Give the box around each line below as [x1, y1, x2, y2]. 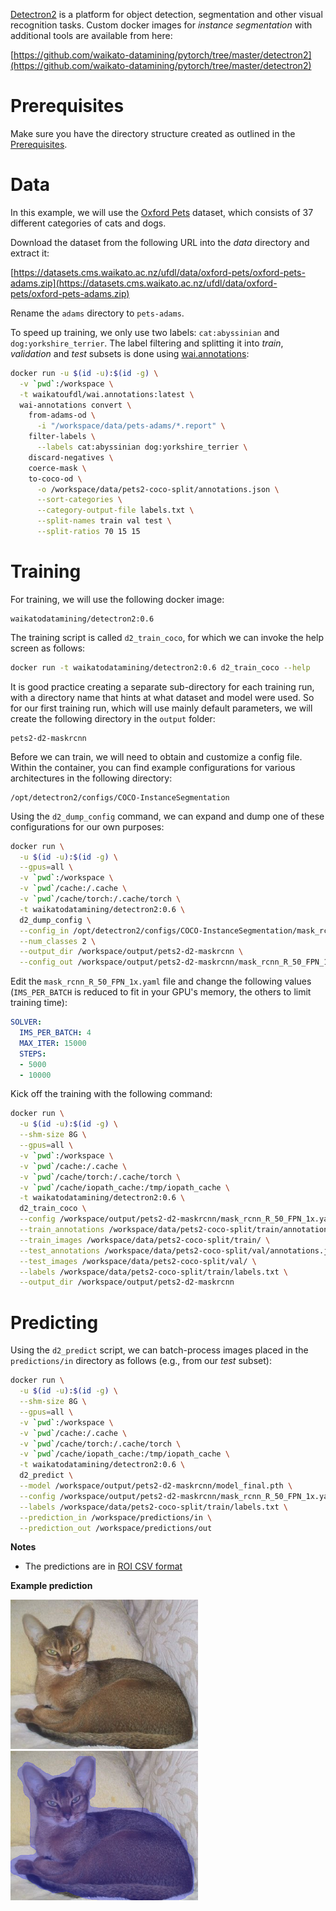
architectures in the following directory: [10, 772, 173, 784]
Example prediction [10, 1580, 93, 1592]
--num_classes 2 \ [19, 936, 97, 946]
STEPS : [19, 1049, 47, 1059]
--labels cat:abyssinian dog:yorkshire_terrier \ [36, 442, 248, 452]
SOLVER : [10, 1017, 43, 1028]
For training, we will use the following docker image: [10, 593, 225, 605]
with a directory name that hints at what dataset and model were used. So [10, 691, 315, 703]
